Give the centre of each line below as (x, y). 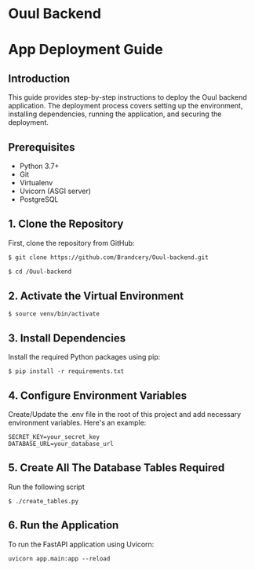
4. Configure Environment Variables (97, 395)
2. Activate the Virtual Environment (96, 296)
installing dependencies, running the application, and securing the (115, 114)
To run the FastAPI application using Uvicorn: (81, 544)
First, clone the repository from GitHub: (71, 243)
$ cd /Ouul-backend (40, 272)
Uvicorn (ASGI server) (55, 191)
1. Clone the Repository (66, 224)
